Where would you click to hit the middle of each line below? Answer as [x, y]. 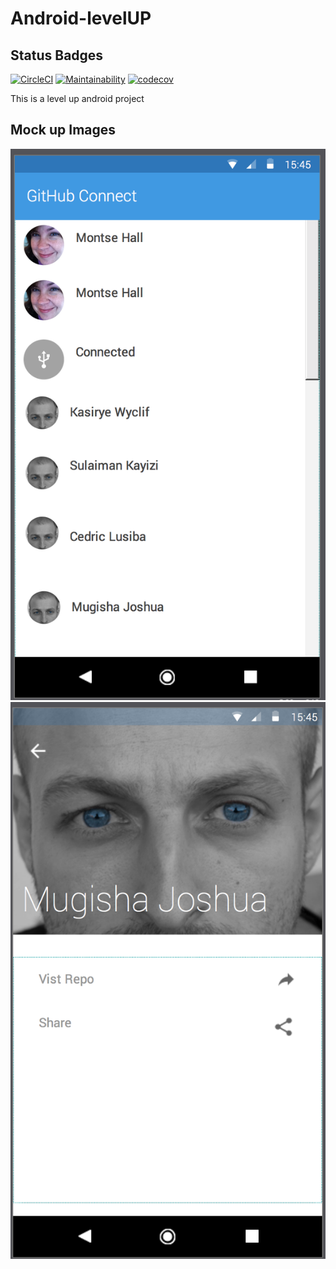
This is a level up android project [77, 98]
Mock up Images [63, 130]
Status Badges [57, 55]
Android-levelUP [81, 18]
